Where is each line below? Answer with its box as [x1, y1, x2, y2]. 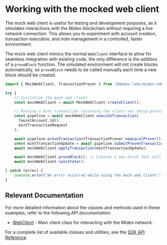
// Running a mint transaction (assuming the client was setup [14, 109, 148, 114]
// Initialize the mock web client [14, 95, 88, 100]
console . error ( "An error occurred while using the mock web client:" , [14, 173, 164, 178]
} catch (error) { [5, 168, 43, 173]
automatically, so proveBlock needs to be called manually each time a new [5, 66, 157, 73]
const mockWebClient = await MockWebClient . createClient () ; [14, 100, 141, 105]
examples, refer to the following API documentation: [5, 210, 112, 216]
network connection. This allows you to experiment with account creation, [5, 30, 157, 36]
